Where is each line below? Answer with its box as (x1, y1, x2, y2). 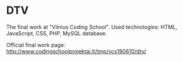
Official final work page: (6, 41, 66, 48)
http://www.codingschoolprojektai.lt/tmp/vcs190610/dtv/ (6, 47, 146, 54)
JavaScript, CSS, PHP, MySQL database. (6, 29, 107, 36)
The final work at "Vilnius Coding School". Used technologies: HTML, (6, 23, 178, 30)
